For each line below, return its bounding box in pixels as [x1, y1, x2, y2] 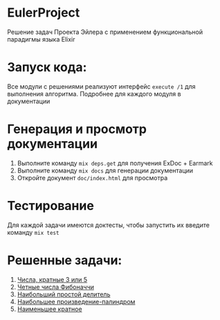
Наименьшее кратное [17, 305, 82, 313]
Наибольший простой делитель [17, 290, 111, 299]
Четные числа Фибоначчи [17, 283, 95, 291]
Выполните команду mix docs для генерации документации [17, 166, 194, 175]
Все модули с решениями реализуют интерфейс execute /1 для [7, 82, 196, 91]
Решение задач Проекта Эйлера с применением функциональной [7, 28, 203, 36]
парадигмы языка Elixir [7, 35, 75, 43]
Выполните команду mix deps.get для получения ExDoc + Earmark [17, 159, 213, 167]
